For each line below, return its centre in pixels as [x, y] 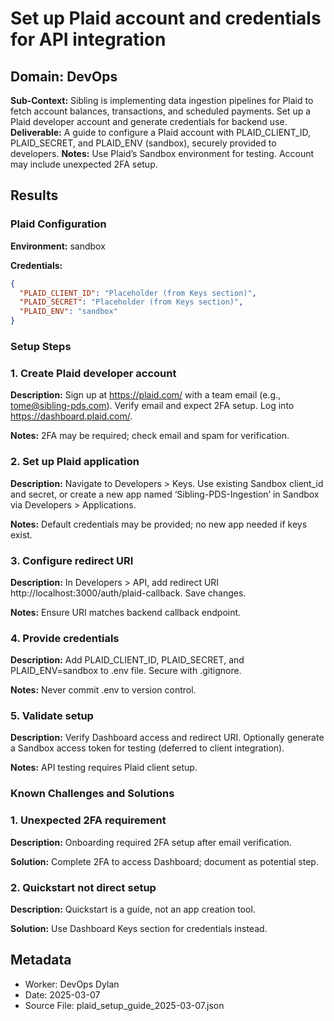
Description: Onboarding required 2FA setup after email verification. [151, 842]
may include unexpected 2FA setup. [84, 164]
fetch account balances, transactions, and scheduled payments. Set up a [161, 111]
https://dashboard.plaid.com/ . [71, 416]
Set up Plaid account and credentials [166, 18]
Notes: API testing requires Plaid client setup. [104, 768]
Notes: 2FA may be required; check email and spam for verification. [150, 436]
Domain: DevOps [64, 76]
